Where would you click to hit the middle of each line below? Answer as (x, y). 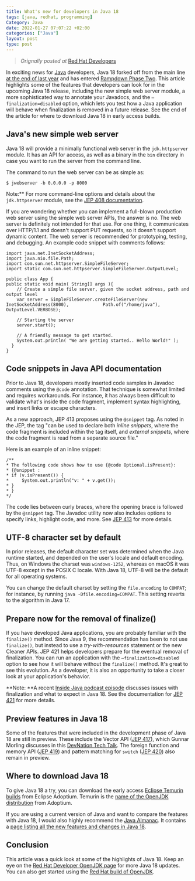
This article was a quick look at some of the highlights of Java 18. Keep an (95, 859)
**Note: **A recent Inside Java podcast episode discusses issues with (92, 688)
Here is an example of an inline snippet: (53, 449)
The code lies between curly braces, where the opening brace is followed (95, 506)
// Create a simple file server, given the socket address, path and (103, 289)
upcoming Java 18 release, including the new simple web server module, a (96, 91)
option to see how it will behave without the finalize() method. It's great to (97, 664)
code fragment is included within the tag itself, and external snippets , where (97, 431)
